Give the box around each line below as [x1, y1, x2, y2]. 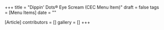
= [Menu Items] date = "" [5, 9, 57, 15]
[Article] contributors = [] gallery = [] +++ [5, 19, 91, 25]
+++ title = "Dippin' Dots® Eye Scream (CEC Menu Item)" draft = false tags [5, 4, 159, 10]
